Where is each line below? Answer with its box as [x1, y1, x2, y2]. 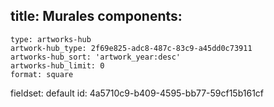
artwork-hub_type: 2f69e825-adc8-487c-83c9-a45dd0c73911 [10, 43, 253, 53]
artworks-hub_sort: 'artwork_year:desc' [10, 52, 182, 62]
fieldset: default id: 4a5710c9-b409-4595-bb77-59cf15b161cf [10, 87, 265, 99]
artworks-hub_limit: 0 [10, 60, 105, 71]
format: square [10, 69, 74, 79]
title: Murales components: [10, 8, 183, 25]
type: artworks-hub [10, 34, 92, 44]
